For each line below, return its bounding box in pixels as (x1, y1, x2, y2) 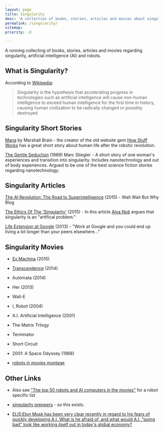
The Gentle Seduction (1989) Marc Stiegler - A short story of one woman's (5, 152, 155, 158)
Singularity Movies (5, 243, 64, 251)
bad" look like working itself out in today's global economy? (12, 422, 133, 428)
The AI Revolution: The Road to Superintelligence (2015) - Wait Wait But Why (5, 194, 159, 200)
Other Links (5, 374, 41, 382)
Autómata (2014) (12, 275, 46, 281)
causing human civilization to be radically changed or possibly (17, 104, 143, 110)
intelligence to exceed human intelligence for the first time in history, (17, 100, 155, 105)
